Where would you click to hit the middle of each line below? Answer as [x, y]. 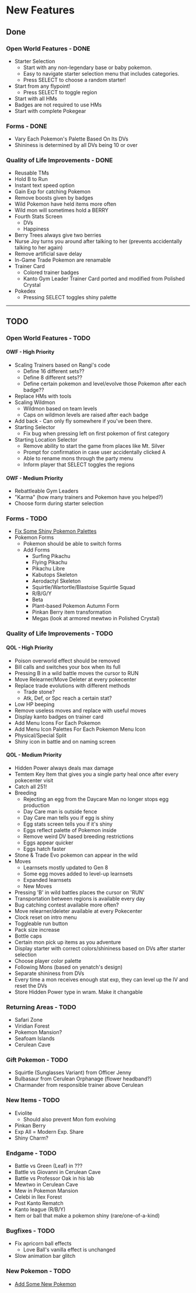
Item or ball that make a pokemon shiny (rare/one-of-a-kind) [87, 1215]
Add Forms [36, 550]
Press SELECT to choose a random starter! [75, 80]
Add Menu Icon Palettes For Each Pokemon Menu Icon [80, 729]
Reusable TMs [32, 173]
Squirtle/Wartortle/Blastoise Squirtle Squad [83, 587]
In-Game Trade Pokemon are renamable [63, 260]
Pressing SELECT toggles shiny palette [70, 297]
